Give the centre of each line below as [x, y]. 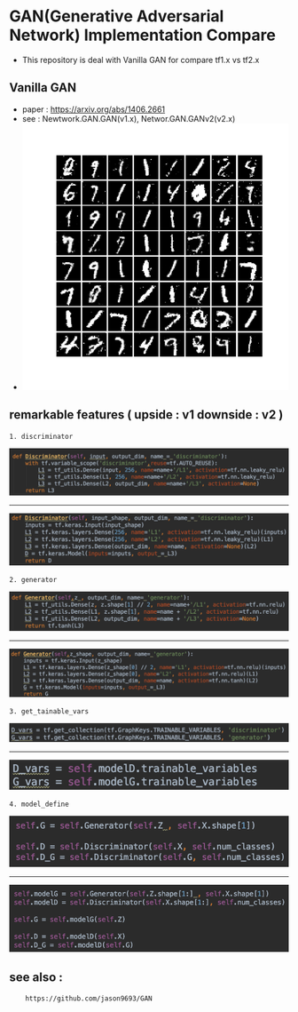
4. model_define [39, 804]
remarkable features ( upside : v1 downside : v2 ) [146, 415]
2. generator [33, 579]
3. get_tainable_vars [49, 711]
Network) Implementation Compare [143, 35]
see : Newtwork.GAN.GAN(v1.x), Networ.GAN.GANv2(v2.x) [129, 118]
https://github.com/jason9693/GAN [89, 999]
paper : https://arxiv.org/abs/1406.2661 [94, 109]
